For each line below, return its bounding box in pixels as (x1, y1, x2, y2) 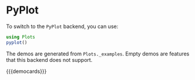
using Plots (6, 34, 35, 40)
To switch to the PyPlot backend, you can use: (6, 23, 119, 30)
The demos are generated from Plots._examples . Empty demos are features (6, 50, 190, 57)
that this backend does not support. (6, 56, 93, 63)
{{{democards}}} (6, 68, 47, 75)
